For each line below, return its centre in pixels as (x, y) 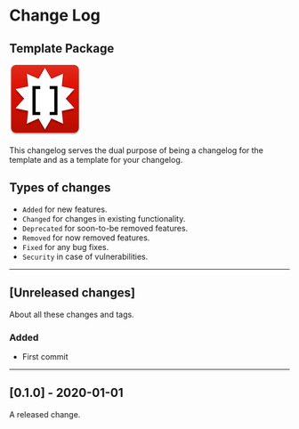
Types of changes (60, 188)
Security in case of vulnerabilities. (85, 256)
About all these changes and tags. (72, 314)
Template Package (62, 49)
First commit (45, 356)
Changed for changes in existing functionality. (104, 218)
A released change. (45, 414)
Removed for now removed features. (86, 238)
